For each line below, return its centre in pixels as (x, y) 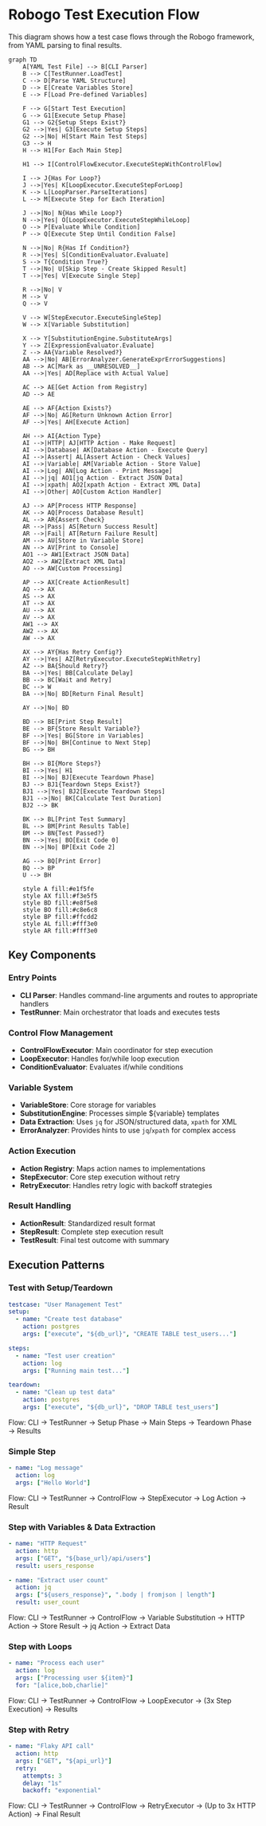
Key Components (52, 955)
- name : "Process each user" (57, 1663)
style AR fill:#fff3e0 (60, 931)
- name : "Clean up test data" (65, 1392)
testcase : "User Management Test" (66, 1304)
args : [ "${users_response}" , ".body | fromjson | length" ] (115, 1595)
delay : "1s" (42, 1783)
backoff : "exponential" (62, 1791)
